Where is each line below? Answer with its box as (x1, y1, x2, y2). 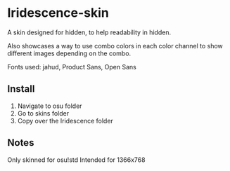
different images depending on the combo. (7, 49, 132, 57)
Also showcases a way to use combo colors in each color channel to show (7, 41, 223, 50)
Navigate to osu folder (17, 102, 82, 110)
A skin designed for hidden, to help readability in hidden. (7, 28, 171, 36)
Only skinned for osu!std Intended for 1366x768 (7, 156, 146, 164)
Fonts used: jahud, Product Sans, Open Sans (7, 62, 137, 71)
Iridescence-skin (7, 5, 109, 21)
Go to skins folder (17, 109, 69, 117)
